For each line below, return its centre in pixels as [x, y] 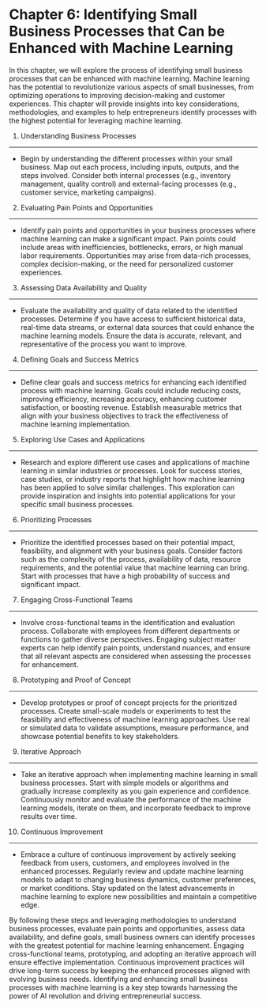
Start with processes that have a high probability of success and [125, 576]
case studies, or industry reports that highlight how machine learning [133, 479]
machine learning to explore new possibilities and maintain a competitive [139, 896]
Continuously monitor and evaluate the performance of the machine [131, 799]
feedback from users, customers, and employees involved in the [125, 862]
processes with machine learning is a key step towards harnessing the [123, 987]
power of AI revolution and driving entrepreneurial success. [105, 995]
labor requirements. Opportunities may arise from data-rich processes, [135, 256]
